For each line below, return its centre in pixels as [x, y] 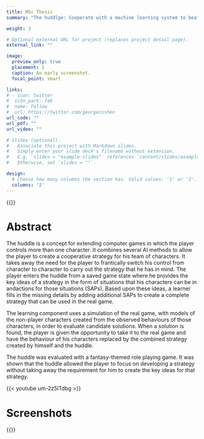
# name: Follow [27, 107]
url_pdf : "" [21, 123]
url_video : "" [24, 129]
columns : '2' [28, 185]
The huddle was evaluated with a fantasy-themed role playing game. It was [100, 357]
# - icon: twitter [29, 95]
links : [15, 90]
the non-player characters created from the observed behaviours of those [99, 320]
